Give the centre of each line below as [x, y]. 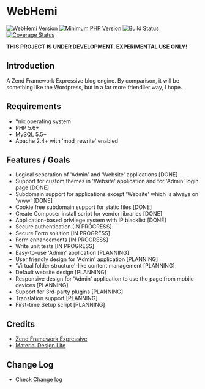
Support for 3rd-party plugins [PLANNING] [69, 292]
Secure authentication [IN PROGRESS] [63, 227]
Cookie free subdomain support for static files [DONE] [84, 207]
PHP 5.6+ [27, 127]
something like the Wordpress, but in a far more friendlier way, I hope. [94, 87]
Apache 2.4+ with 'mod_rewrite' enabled [66, 141]
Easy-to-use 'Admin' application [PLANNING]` [73, 253]
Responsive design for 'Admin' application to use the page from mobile [105, 279]
